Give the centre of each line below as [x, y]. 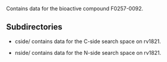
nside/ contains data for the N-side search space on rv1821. [88, 53]
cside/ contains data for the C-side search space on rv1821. [88, 41]
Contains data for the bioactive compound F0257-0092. [75, 9]
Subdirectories [34, 27]
